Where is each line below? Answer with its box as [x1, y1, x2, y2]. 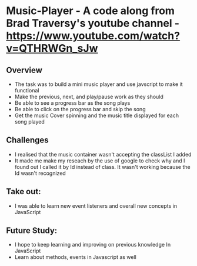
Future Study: [6, 225, 58, 236]
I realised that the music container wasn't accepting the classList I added [14, 151, 192, 158]
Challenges [6, 135, 49, 145]
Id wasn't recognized [14, 169, 66, 177]
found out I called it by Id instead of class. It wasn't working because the [14, 163, 191, 170]
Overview [6, 65, 43, 75]
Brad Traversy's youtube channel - [6, 16, 180, 30]
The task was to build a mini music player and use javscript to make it [14, 81, 183, 88]
